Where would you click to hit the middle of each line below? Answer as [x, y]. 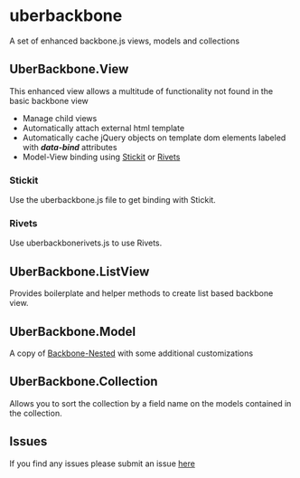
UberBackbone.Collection [84, 382]
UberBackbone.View [69, 69]
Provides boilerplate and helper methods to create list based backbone [141, 293]
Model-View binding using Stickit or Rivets [101, 157]
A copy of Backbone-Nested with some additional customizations [131, 353]
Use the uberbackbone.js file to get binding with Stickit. [113, 200]
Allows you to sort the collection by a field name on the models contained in [150, 403]
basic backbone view [49, 100]
